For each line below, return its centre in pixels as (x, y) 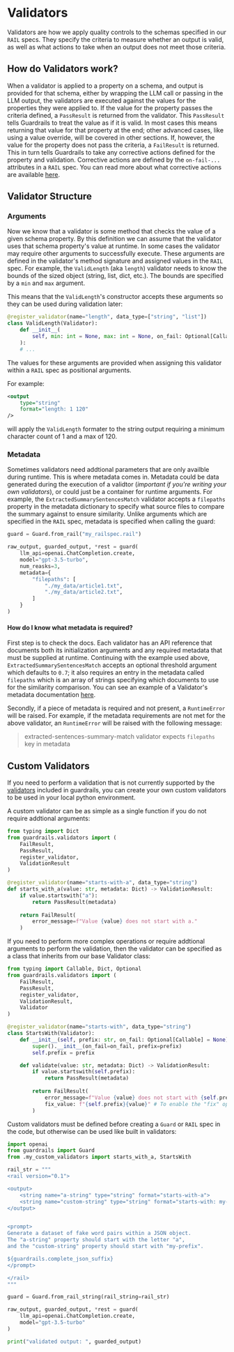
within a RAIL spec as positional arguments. (69, 370)
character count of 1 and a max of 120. (62, 436)
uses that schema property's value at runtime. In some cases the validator (114, 246)
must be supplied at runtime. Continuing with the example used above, (109, 658)
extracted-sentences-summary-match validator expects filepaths (120, 737)
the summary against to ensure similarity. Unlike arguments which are (107, 514)
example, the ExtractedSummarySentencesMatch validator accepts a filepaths (116, 499)
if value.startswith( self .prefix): (84, 1072)
